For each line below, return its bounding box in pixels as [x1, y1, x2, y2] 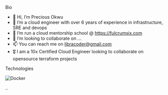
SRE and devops [12, 25, 47, 31]
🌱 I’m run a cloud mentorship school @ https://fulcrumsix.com [12, 30, 143, 36]
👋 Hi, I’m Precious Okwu [12, 14, 63, 20]
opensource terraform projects [12, 56, 77, 62]
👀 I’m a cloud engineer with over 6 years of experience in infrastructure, [12, 20, 163, 25]
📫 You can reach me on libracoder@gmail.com [12, 41, 112, 47]
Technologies [5, 65, 34, 71]
